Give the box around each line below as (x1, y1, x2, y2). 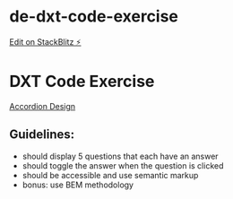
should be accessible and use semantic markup (22, 169, 199, 180)
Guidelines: (9, 127, 75, 143)
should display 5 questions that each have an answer (22, 151, 219, 161)
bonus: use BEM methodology (22, 179, 134, 190)
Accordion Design (9, 100, 76, 111)
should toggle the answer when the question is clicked (22, 160, 224, 171)
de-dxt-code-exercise (9, 6, 179, 27)
